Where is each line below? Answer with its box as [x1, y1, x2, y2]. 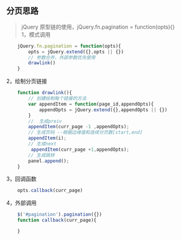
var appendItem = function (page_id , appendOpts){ [28, 101, 154, 107]
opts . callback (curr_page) [17, 187, 83, 194]
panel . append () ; [28, 158, 69, 164]
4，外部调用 [6, 199, 37, 206]
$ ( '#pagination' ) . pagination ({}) [17, 211, 102, 218]
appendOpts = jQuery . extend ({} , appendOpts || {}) [38, 106, 168, 113]
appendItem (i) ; [28, 135, 67, 142]
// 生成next [28, 141, 57, 147]
